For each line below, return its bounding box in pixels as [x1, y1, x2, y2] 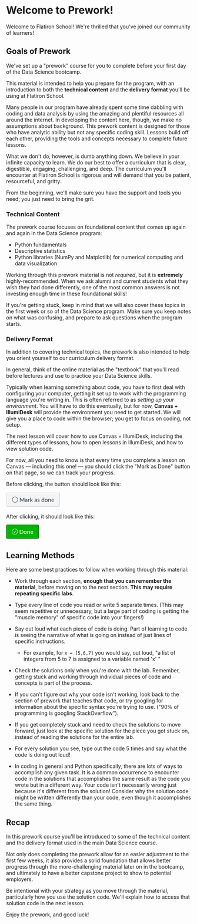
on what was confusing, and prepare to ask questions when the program [6, 314, 182, 321]
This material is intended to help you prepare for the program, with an [6, 80, 175, 87]
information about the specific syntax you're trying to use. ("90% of [14, 704, 179, 711]
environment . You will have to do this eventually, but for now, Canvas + [6, 402, 178, 410]
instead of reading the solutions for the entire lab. [14, 734, 135, 741]
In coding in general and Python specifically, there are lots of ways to [14, 763, 182, 770]
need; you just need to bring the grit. [6, 195, 95, 202]
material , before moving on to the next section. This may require [14, 584, 173, 591]
